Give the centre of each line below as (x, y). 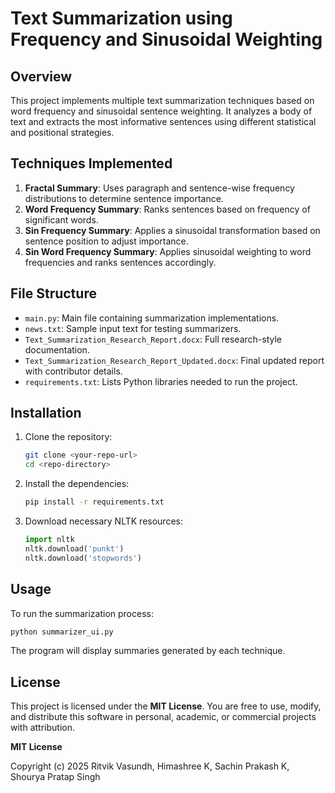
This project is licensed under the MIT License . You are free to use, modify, (166, 706)
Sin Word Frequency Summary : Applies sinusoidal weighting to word (168, 251)
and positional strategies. (62, 132)
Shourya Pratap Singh (55, 777)
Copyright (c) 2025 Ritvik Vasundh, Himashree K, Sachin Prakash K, (150, 766)
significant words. (61, 219)
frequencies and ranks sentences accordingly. (120, 262)
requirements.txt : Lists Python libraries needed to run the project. (161, 381)
